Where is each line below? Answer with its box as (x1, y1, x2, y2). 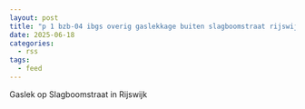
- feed (17, 64, 43, 74)
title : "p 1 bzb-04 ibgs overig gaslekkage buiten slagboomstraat (9, 22, 266, 31)
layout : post (9, 13, 59, 23)
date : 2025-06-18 (9, 30, 75, 39)
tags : (9, 55, 30, 64)
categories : (9, 38, 54, 48)
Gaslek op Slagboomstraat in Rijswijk (9, 88, 148, 100)
